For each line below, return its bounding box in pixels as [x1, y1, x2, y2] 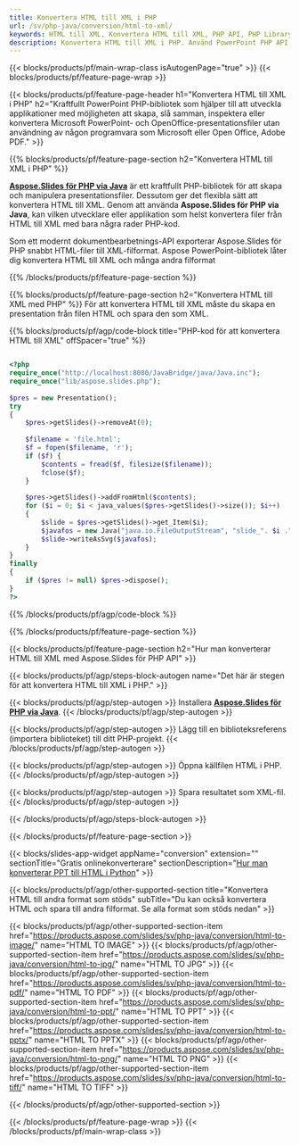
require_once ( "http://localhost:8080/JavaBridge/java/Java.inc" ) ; [9, 369, 261, 378]
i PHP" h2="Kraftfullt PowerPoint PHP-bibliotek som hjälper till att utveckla [9, 99, 282, 110]
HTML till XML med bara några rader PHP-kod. [9, 219, 181, 229]
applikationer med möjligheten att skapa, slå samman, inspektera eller [9, 108, 265, 119]
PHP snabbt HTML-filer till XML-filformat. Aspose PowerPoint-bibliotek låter [9, 245, 287, 256]
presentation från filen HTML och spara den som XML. [9, 309, 209, 319]
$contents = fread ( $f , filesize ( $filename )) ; [41, 460, 214, 469]
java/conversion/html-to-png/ [9, 1053, 118, 1064]
